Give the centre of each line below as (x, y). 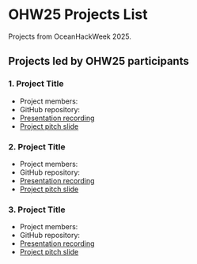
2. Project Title (37, 146)
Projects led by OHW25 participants (99, 61)
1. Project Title (36, 84)
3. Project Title (37, 209)
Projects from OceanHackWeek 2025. (70, 36)
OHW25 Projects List (78, 15)
